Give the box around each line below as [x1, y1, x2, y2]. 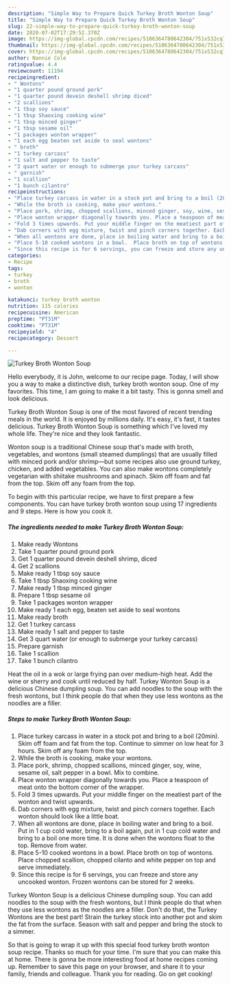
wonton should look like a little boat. [17, 812, 119, 820]
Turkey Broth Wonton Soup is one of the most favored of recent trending [8, 408, 212, 416]
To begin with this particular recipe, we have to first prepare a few [8, 493, 194, 501]
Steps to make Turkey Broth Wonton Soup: [8, 714, 132, 723]
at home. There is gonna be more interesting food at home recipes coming [8, 956, 218, 964]
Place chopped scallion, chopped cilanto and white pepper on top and [17, 856, 217, 864]
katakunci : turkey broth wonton [8, 296, 100, 304]
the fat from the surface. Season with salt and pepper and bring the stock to [8, 920, 223, 929]
